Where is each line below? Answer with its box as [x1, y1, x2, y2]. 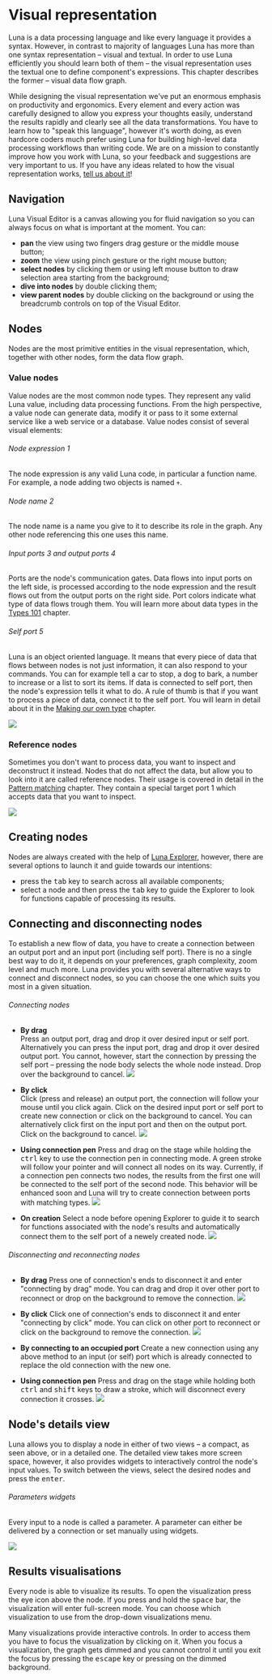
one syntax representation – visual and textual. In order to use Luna [8, 49, 233, 59]
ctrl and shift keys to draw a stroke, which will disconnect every [19, 1385, 246, 1394]
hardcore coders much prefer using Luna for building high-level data [8, 134, 237, 144]
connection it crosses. [19, 1395, 95, 1404]
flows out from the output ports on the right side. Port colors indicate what [8, 590, 257, 601]
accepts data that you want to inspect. [8, 791, 136, 801]
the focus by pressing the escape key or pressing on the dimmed [8, 1653, 227, 1663]
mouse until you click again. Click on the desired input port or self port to [19, 1102, 264, 1112]
